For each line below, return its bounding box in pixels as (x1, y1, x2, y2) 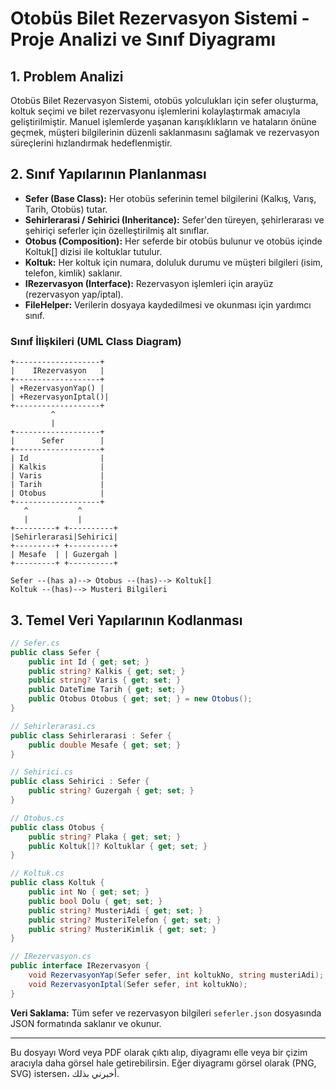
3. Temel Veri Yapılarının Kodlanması (10, 612, 243, 629)
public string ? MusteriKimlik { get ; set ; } (28, 924, 217, 934)
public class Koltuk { (10, 878, 105, 888)
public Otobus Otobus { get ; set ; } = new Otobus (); (28, 694, 253, 704)
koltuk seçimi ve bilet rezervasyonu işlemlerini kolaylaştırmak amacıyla (10, 105, 301, 117)
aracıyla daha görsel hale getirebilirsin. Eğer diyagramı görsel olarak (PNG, (10, 1057, 317, 1069)
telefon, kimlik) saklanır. (24, 267, 123, 279)
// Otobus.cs (10, 813, 65, 823)
